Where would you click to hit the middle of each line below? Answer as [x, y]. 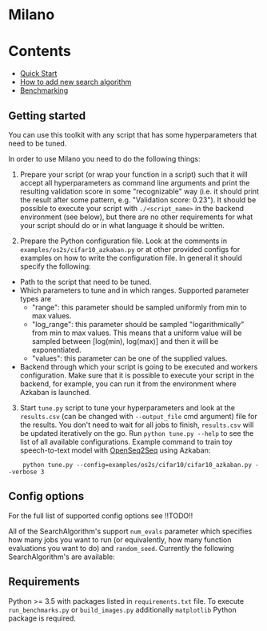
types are [36, 298]
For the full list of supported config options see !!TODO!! [101, 515]
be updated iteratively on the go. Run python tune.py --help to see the [137, 433]
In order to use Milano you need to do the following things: [104, 158]
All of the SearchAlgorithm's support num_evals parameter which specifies [130, 531]
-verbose [23, 472]
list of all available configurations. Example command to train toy [126, 441]
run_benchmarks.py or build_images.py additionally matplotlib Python [123, 609]
